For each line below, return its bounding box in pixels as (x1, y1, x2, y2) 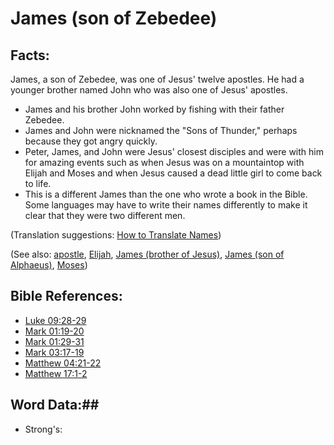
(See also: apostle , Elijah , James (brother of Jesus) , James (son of (10, 248, 285, 260)
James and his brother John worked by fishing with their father (24, 103, 285, 115)
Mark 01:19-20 (24, 325, 85, 337)
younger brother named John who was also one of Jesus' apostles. (10, 84, 288, 96)
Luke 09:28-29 (24, 314, 87, 326)
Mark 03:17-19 (24, 346, 85, 358)
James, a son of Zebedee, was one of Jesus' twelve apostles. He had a (10, 73, 305, 85)
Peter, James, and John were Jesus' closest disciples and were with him (24, 146, 324, 157)
